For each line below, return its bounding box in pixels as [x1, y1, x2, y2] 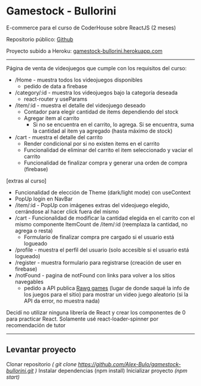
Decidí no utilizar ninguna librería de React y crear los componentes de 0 [6, 309, 186, 316]
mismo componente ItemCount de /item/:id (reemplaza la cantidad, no [14, 220, 188, 228]
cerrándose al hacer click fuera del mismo [14, 208, 119, 215]
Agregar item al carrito [23, 114, 80, 121]
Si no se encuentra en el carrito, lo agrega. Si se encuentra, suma [32, 121, 194, 128]
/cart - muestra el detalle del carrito [14, 133, 103, 140]
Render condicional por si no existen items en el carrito [23, 140, 160, 147]
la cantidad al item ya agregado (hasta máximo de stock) [32, 127, 173, 134]
